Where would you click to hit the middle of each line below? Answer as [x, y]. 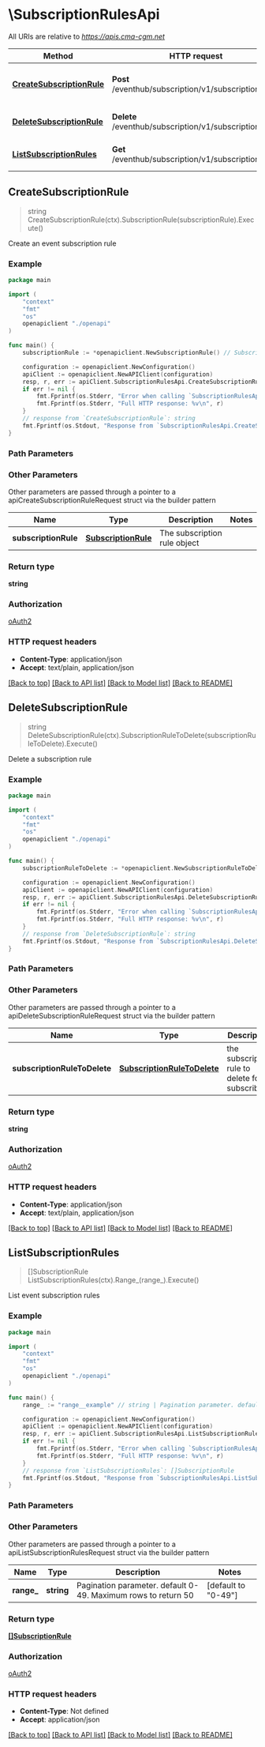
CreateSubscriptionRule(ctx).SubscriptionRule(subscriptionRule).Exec [141, 220]
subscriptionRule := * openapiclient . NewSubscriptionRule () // [127, 353]
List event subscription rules [54, 1295]
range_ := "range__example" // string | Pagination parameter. [129, 1405]
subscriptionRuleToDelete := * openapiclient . [99, 868]
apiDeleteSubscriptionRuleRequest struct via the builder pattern [112, 1015]
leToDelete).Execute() [62, 744]
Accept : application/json [60, 1719]
